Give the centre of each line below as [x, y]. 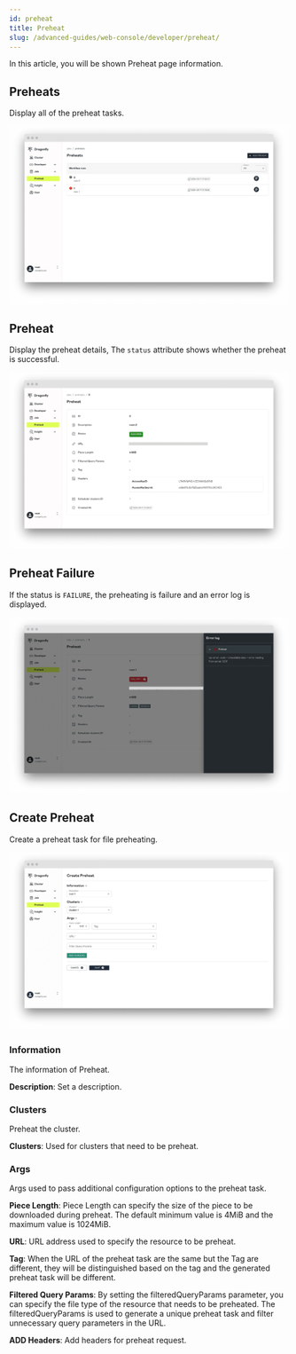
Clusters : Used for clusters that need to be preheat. [104, 1145]
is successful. [35, 359]
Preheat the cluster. [45, 1129]
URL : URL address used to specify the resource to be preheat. [123, 1241]
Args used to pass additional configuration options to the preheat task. [138, 1188]
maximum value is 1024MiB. [60, 1224]
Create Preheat [52, 818]
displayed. [28, 604]
